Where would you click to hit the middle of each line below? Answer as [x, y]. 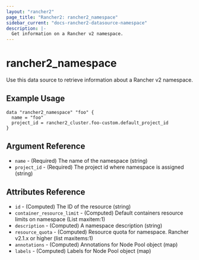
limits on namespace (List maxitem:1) [60, 219]
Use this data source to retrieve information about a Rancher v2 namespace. [99, 80]
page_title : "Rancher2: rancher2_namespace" [62, 17]
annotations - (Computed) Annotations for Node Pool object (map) [96, 244]
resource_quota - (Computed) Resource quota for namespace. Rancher [102, 232]
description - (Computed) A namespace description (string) [89, 225]
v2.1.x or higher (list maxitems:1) [54, 238]
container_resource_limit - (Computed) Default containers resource [99, 213]
